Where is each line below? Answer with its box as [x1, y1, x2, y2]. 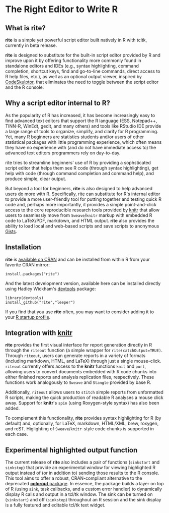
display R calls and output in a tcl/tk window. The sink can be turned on [5, 491, 153, 497]
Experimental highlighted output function [5, 445, 138, 454]
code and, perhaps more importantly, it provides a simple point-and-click [5, 201, 157, 207]
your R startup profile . [5, 314, 51, 320]
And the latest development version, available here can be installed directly [5, 280, 161, 286]
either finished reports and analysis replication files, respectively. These [5, 374, 154, 380]
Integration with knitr [5, 329, 73, 337]
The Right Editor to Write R [5, 4, 118, 15]
